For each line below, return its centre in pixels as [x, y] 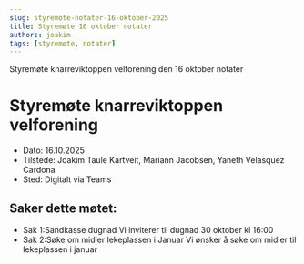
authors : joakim [40, 35]
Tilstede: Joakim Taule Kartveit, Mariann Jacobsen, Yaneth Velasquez [153, 160]
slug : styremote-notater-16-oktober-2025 [89, 18]
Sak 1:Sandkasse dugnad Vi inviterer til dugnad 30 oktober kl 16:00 [148, 230]
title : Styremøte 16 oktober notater [81, 26]
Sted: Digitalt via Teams [67, 179]
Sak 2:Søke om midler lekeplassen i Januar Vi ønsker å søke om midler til [159, 239]
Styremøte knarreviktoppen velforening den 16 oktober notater [127, 69]
